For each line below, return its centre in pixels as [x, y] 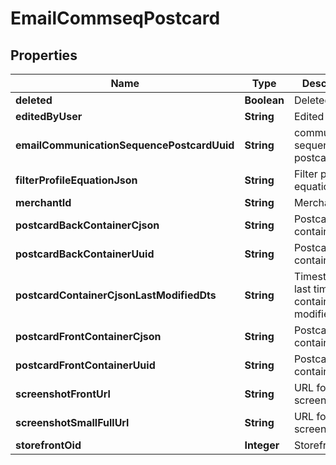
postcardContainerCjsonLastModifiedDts [116, 295]
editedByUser [49, 116]
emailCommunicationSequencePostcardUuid [125, 145]
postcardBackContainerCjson [87, 225]
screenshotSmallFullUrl [72, 422]
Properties [44, 55]
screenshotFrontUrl [63, 394]
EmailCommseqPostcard [115, 18]
